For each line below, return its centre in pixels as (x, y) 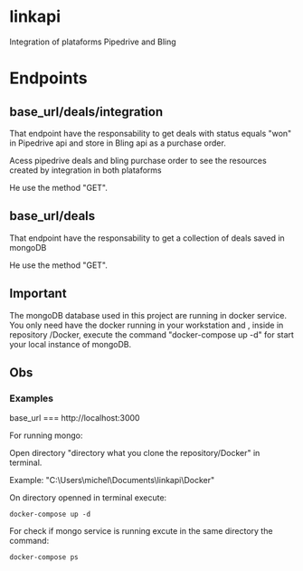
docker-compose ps (44, 557)
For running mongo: (46, 435)
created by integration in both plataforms (85, 170)
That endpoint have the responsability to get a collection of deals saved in (147, 238)
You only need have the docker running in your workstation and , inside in (147, 325)
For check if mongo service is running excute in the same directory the (141, 531)
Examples (32, 398)
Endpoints (48, 78)
